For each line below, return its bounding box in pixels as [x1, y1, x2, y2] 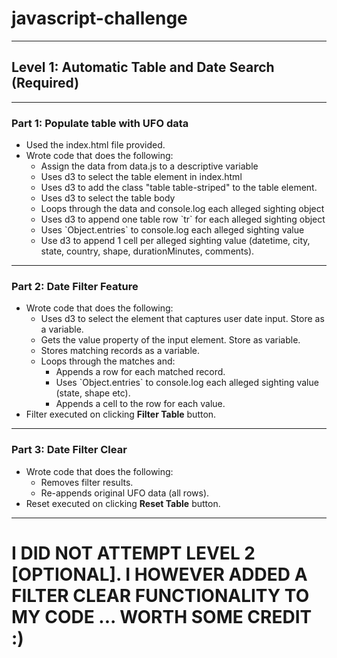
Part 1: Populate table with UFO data [11, 116, 189, 130]
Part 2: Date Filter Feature [11, 279, 139, 293]
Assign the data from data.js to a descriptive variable [40, 160, 259, 172]
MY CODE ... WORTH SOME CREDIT [11, 605, 313, 628]
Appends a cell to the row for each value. [55, 398, 226, 410]
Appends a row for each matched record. [55, 366, 226, 378]
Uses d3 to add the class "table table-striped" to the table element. [40, 182, 318, 194]
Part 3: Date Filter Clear [11, 443, 128, 457]
